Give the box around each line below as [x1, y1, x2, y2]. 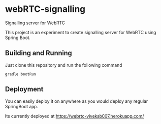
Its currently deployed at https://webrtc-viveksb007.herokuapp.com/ [5, 113, 144, 119]
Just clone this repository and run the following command [5, 62, 122, 68]
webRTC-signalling [5, 3, 86, 15]
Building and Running [5, 49, 72, 57]
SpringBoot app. [5, 103, 38, 109]
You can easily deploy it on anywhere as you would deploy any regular [5, 98, 148, 104]
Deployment [5, 85, 44, 93]
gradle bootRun [5, 72, 36, 77]
